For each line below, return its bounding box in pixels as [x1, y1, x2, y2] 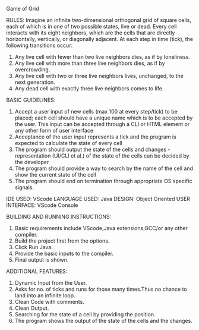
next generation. [14, 78, 55, 86]
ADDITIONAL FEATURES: [6, 268, 68, 275]
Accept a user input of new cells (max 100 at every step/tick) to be [14, 108, 178, 115]
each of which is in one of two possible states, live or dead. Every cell [6, 23, 177, 30]
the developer [14, 159, 49, 165]
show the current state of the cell [14, 171, 96, 178]
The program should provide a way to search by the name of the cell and [14, 165, 193, 172]
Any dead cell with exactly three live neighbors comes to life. [14, 85, 164, 92]
